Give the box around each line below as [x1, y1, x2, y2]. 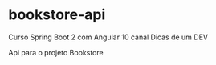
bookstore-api [8, 6, 106, 24]
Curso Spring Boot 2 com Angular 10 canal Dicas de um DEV [8, 32, 209, 42]
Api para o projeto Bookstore [8, 47, 104, 57]
